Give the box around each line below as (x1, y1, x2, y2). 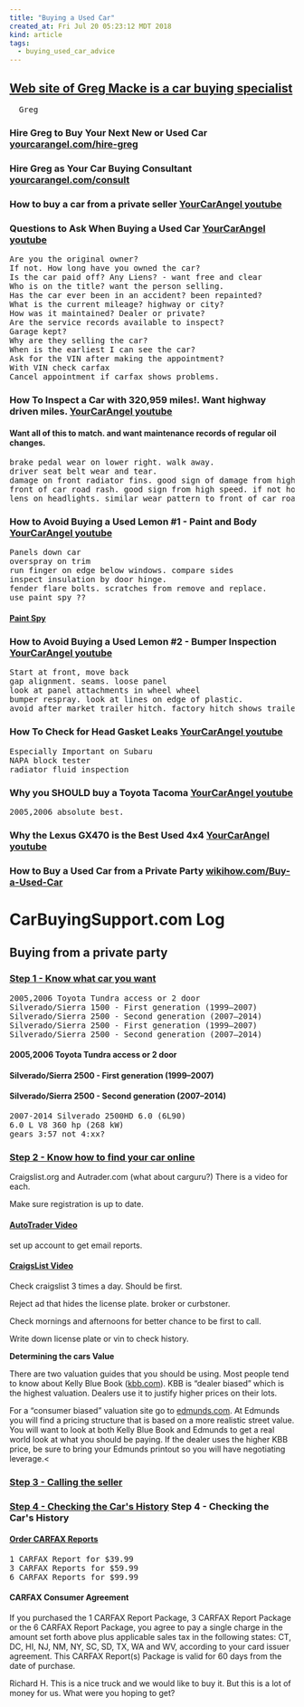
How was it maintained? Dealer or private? (9, 309, 205, 318)
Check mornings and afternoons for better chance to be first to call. (9, 1315, 262, 1327)
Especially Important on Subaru (9, 746, 153, 756)
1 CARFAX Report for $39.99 (9, 1554, 134, 1564)
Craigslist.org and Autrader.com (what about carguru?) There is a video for (9, 1172, 288, 1183)
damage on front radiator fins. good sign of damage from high (9, 475, 296, 485)
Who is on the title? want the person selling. (9, 282, 224, 291)
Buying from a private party (9, 945, 168, 961)
